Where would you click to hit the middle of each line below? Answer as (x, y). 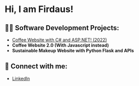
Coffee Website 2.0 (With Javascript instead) (60, 45)
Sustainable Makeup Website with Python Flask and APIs (73, 51)
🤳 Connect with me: (36, 66)
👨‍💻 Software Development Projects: (62, 28)
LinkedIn (21, 78)
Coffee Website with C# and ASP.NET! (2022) (59, 40)
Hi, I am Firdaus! (39, 9)
